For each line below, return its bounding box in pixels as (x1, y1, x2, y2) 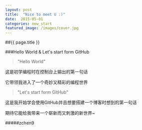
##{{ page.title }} (5, 39, 40, 45)
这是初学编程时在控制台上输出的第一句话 (5, 69, 88, 75)
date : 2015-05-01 (5, 16, 43, 21)
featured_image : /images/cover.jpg (5, 26, 79, 31)
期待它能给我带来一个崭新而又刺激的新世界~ (5, 110, 95, 116)
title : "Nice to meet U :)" (5, 12, 66, 17)
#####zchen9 (5, 120, 35, 126)
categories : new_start (5, 21, 52, 26)
